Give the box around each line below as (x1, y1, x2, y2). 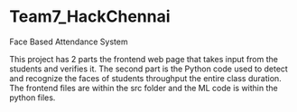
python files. (9, 92, 56, 103)
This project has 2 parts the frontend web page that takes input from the (9, 53, 278, 64)
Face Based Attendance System (9, 36, 128, 47)
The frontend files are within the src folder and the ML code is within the (9, 82, 278, 93)
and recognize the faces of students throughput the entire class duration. (9, 72, 282, 83)
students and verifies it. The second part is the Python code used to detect (9, 63, 289, 74)
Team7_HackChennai (9, 6, 171, 27)
